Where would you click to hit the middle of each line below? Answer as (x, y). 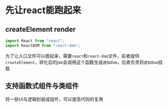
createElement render (41, 29)
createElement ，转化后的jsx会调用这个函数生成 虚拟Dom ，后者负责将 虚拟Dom (82, 62)
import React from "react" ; (35, 41)
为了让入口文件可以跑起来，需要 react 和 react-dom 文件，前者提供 (72, 56)
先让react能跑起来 (43, 10)
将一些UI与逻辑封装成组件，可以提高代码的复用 (54, 99)
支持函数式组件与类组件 (42, 86)
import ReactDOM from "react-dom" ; (43, 45)
